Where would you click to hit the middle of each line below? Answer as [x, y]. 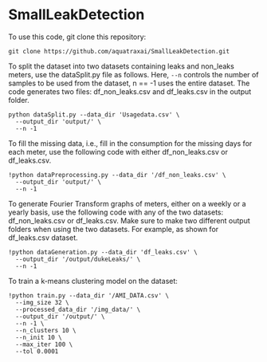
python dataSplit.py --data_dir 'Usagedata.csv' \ [94, 114]
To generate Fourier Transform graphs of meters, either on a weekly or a [127, 203]
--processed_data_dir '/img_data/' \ [78, 309]
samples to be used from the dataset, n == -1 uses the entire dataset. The [129, 83]
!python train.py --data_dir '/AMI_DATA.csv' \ [89, 295]
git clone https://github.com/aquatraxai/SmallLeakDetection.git [119, 51]
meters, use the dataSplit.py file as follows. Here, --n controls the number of [133, 74]
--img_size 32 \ [42, 302]
